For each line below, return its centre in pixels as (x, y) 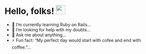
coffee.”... (21, 47)
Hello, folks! (29, 11)
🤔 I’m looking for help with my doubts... (51, 29)
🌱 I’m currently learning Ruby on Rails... (51, 25)
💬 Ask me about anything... (39, 35)
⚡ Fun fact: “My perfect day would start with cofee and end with (76, 40)
